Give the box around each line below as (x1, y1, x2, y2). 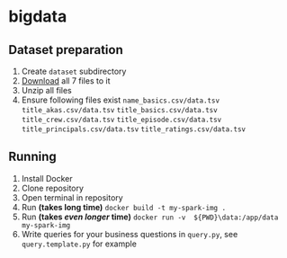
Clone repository (21, 182, 85, 193)
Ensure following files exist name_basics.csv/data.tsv (21, 94, 220, 105)
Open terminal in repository (21, 191, 123, 203)
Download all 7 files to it (21, 76, 111, 86)
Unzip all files (21, 85, 73, 95)
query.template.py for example (21, 238, 137, 249)
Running (8, 149, 58, 165)
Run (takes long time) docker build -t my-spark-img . (21, 201, 227, 212)
